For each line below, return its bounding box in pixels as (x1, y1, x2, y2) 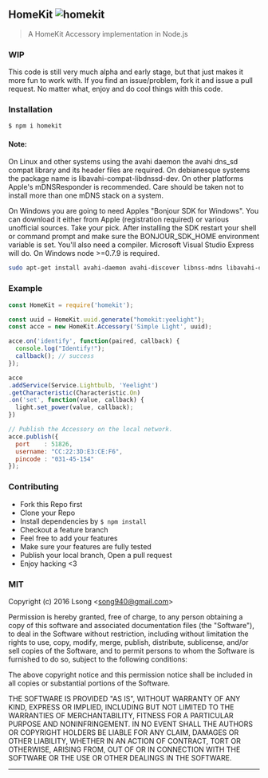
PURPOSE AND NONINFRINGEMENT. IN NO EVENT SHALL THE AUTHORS (8, 719, 254, 729)
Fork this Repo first (19, 499, 83, 509)
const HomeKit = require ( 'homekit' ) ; (8, 301, 134, 309)
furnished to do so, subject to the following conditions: (8, 654, 187, 664)
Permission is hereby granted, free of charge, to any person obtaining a (8, 611, 243, 622)
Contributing (8, 481, 59, 493)
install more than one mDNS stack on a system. (8, 191, 164, 200)
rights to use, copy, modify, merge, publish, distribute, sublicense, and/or (8, 637, 249, 646)
